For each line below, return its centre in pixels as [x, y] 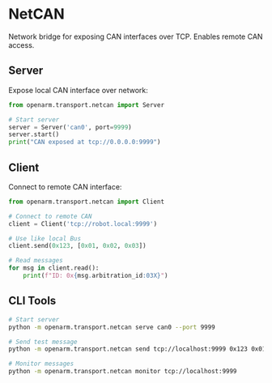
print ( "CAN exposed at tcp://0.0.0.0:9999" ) [85, 143]
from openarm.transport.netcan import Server [86, 105]
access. [21, 45]
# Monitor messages [41, 364]
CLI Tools [32, 301]
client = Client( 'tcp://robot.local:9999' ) [83, 223]
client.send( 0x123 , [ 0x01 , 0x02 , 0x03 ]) [78, 246]
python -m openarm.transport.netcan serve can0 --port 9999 [112, 327]
